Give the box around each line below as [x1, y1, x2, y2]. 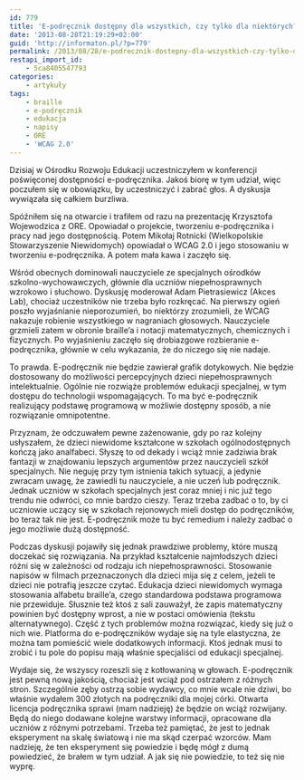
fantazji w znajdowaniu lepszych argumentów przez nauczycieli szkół [9, 456, 269, 467]
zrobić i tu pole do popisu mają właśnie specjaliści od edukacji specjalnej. [9, 647, 283, 658]
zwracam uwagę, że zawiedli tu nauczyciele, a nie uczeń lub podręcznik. [9, 475, 281, 486]
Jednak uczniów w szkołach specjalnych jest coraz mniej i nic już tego [9, 485, 272, 496]
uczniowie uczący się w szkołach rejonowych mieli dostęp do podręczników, [9, 504, 295, 515]
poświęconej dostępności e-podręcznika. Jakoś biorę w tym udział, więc [9, 174, 281, 185]
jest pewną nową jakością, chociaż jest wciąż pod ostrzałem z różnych [9, 674, 273, 685]
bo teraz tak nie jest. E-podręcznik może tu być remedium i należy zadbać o [9, 514, 293, 525]
